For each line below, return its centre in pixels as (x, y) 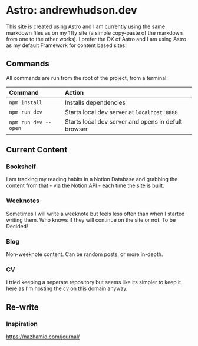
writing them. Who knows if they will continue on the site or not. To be (91, 220)
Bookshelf (21, 167)
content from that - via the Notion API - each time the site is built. (85, 185)
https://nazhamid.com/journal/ (43, 337)
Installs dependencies (95, 102)
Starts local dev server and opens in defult (123, 121)
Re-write (23, 307)
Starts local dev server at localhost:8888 (121, 112)
